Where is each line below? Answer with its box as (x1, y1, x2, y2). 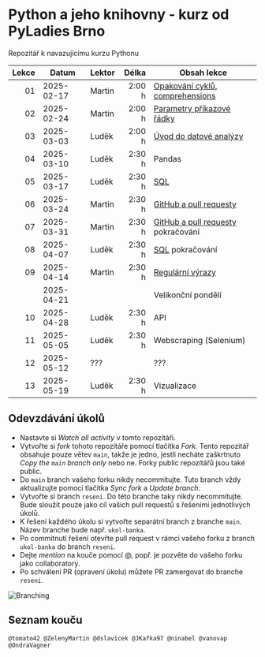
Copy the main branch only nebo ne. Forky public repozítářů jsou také (19, 457, 246, 467)
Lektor (90, 67, 116, 78)
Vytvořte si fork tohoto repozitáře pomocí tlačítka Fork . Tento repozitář (19, 441, 250, 450)
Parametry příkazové (153, 103, 231, 114)
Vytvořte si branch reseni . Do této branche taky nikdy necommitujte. (19, 491, 243, 501)
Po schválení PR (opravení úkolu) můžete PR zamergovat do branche (19, 566, 244, 577)
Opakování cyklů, (153, 80, 218, 91)
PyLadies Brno (8, 22, 106, 40)
